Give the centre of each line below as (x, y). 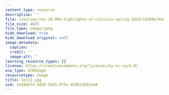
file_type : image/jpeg (29, 29)
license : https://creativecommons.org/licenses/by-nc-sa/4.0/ (72, 66)
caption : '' (22, 47)
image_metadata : (22, 43)
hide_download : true (27, 33)
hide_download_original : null (37, 38)
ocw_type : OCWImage (26, 71)
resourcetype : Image (27, 75)
